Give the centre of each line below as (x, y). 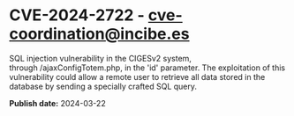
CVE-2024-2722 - (77, 15)
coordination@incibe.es (99, 34)
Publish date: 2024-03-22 (57, 103)
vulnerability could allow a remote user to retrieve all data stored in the (137, 76)
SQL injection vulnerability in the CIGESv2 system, (101, 58)
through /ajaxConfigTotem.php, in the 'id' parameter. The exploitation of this (147, 68)
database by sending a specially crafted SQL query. (103, 86)
